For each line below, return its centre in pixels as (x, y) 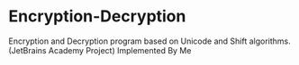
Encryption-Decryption (97, 16)
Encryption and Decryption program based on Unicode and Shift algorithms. (149, 41)
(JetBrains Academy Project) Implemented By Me (100, 50)
